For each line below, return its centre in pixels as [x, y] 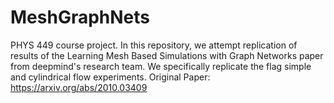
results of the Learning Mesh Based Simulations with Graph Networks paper [167, 55]
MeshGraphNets [80, 17]
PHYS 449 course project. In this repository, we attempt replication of [154, 45]
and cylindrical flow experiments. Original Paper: [110, 77]
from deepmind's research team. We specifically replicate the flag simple [161, 66]
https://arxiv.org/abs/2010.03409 [79, 87]
